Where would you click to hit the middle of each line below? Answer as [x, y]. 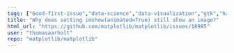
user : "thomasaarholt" [40, 33]
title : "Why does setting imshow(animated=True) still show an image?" [113, 20]
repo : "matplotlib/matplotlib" [53, 39]
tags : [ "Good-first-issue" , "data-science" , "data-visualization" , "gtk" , [113, 13]
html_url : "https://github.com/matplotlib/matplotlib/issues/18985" [109, 26]
